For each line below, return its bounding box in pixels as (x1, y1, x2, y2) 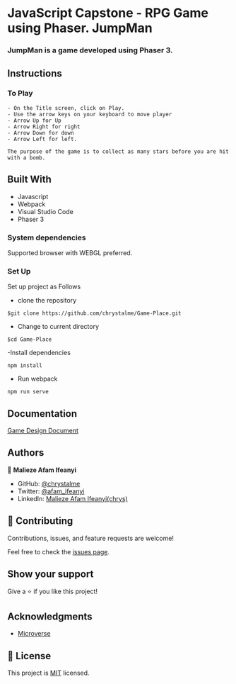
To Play (7, 89, 33, 99)
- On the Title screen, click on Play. (7, 104, 125, 111)
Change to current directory (17, 323, 100, 331)
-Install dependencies (7, 349, 71, 357)
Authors (7, 447, 45, 459)
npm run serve (7, 388, 49, 396)
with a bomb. (7, 154, 46, 161)
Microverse (17, 629, 51, 638)
